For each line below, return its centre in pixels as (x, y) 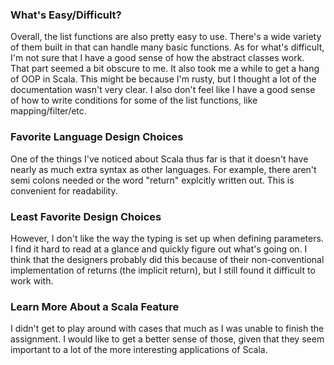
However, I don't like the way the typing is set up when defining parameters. (167, 238)
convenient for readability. (64, 190)
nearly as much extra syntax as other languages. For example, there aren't (163, 169)
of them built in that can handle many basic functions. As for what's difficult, (167, 47)
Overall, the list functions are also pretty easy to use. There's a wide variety (166, 37)
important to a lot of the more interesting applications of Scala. (139, 350)
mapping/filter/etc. (48, 111)
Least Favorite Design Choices (86, 216)
